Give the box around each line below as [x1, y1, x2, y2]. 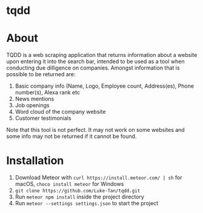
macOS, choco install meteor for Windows [15, 180, 124, 188]
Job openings [15, 102, 50, 109]
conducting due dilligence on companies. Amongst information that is [6, 64, 180, 71]
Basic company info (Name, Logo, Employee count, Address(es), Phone [15, 82, 195, 90]
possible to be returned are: [6, 71, 76, 78]
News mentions [15, 95, 55, 103]
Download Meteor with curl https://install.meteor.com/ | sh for [15, 174, 182, 182]
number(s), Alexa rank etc [15, 89, 81, 96]
